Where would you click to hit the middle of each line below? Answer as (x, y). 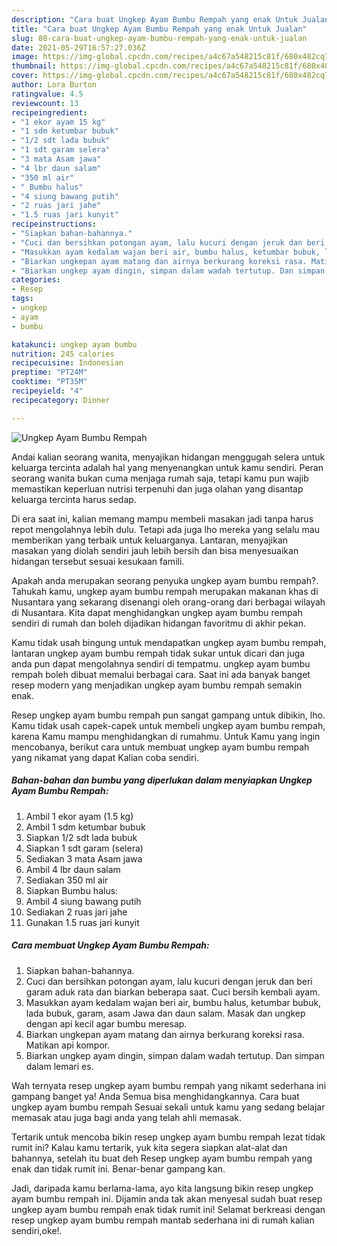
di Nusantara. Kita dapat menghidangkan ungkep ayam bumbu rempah (157, 612)
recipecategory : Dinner (61, 400)
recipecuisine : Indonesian (67, 363)
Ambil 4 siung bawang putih (83, 901)
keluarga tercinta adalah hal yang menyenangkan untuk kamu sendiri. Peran (167, 467)
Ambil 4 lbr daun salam (73, 869)
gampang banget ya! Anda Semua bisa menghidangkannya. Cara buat (155, 1096)
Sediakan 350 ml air (67, 880)
